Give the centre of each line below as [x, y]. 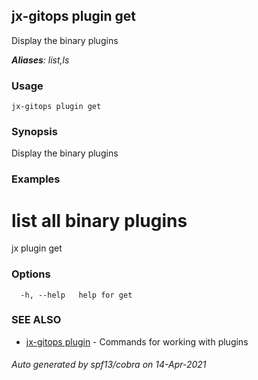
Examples [36, 179]
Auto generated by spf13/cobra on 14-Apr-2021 [109, 365]
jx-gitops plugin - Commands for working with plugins [137, 341]
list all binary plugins [99, 220]
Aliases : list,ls [40, 60]
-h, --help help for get [76, 295]
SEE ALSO [36, 320]
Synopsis [34, 132]
